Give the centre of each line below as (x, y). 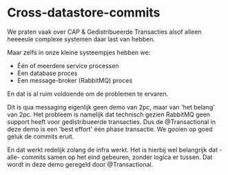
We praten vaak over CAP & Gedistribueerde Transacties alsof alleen (104, 32)
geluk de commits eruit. (41, 136)
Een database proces (47, 73)
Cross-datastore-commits (84, 13)
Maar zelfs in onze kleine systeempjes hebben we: (79, 52)
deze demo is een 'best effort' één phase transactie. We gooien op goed (110, 129)
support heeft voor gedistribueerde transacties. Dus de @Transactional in (112, 121)
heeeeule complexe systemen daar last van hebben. (81, 39)
